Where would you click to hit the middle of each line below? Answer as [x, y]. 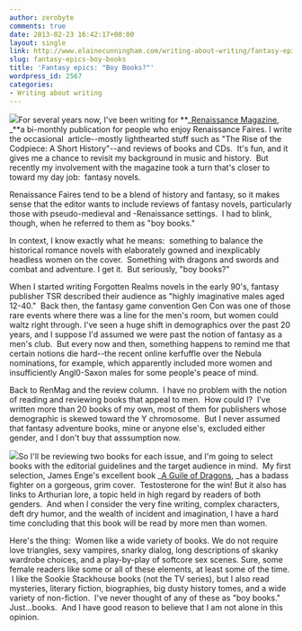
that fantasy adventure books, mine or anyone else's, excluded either [138, 428]
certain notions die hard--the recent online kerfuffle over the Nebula [136, 353]
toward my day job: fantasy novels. [75, 177]
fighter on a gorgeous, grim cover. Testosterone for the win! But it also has [148, 484]
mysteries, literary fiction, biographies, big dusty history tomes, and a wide [148, 588]
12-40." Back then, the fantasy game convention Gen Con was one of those [150, 306]
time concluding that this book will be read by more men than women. [138, 523]
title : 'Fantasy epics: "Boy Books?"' [82, 68]
